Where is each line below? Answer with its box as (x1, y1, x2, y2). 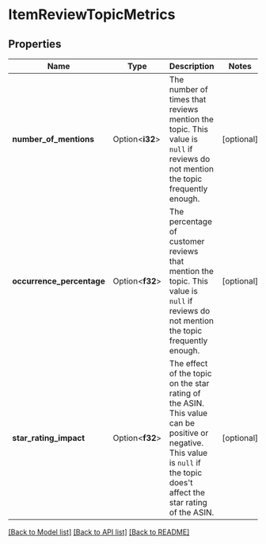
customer (169, 236, 205, 247)
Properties (8, 37, 62, 51)
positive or (169, 427, 209, 438)
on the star (169, 378, 210, 388)
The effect (169, 358, 208, 368)
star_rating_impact (12, 433, 85, 443)
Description (169, 61, 215, 71)
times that (169, 94, 207, 105)
